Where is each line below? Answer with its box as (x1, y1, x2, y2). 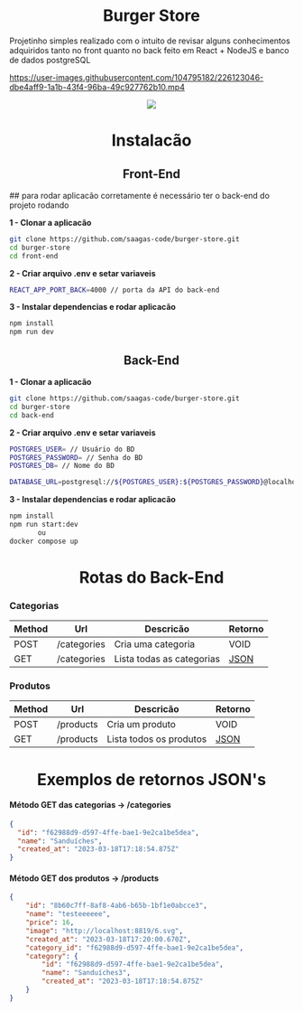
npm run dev (9, 327, 54, 337)
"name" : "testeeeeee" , (25, 910, 111, 919)
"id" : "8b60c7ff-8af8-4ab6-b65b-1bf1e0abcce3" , (25, 901, 207, 911)
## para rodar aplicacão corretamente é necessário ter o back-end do (9, 190, 271, 201)
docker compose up (9, 537, 78, 546)
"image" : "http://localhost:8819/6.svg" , (25, 926, 183, 935)
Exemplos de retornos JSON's (36, 769, 267, 790)
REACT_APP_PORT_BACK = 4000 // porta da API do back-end (9, 286, 220, 295)
